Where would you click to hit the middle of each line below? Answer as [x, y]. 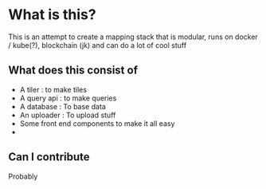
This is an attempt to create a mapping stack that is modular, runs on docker [133, 37]
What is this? [53, 15]
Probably [23, 176]
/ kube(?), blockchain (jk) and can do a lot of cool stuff [98, 45]
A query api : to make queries [68, 98]
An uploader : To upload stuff [68, 115]
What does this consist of [73, 71]
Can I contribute [49, 157]
